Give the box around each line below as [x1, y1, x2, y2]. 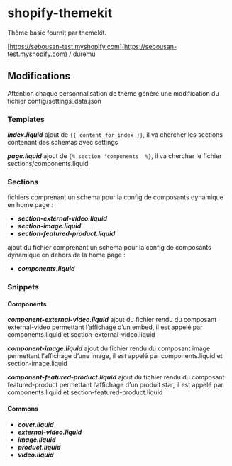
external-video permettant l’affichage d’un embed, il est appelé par [7, 323, 203, 331]
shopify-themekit [7, 5, 113, 21]
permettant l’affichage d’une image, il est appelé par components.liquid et [7, 352, 223, 360]
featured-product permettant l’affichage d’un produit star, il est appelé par [7, 381, 223, 389]
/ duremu [68, 50, 96, 58]
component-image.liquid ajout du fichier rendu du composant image [7, 344, 211, 353]
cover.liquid [17, 420, 55, 428]
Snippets [7, 282, 39, 292]
